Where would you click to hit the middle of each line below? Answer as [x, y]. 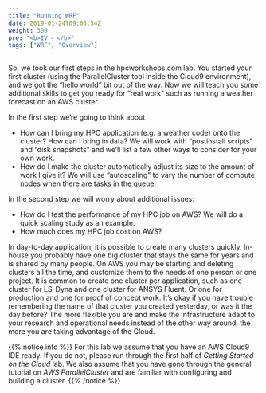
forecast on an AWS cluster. [54, 102]
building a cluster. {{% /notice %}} [65, 381]
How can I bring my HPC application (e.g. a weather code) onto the [130, 133]
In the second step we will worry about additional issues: [102, 199]
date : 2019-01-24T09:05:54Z [55, 23]
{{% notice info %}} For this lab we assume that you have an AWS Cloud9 [129, 347]
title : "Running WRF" [44, 16]
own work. [37, 158]
